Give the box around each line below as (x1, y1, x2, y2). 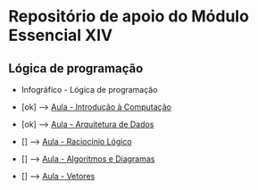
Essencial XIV (8, 25, 113, 45)
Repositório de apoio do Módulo (8, 6, 249, 27)
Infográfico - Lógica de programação (21, 85, 158, 95)
